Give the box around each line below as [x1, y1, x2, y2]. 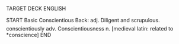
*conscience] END [6, 32, 52, 38]
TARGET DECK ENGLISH [6, 5, 66, 12]
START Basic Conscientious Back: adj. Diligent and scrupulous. [6, 17, 160, 23]
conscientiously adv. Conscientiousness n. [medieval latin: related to [6, 25, 174, 32]
